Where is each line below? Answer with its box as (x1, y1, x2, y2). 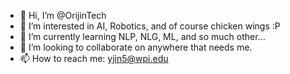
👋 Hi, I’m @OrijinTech (19, 10, 107, 21)
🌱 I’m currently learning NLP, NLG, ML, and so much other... (19, 31, 266, 42)
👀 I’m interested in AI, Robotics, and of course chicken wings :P (19, 20, 281, 32)
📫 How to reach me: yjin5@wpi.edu (19, 53, 169, 64)
